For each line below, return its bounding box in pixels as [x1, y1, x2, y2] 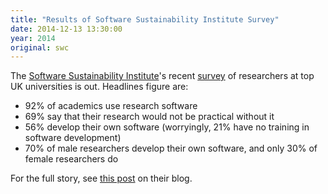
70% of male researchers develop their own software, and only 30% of [24, 142, 318, 155]
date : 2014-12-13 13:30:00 [10, 24, 123, 34]
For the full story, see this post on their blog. [10, 172, 193, 185]
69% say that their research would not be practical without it [24, 111, 275, 123]
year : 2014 [10, 33, 56, 43]
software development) [24, 132, 122, 144]
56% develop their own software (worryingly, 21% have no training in [24, 121, 310, 133]
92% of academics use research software [24, 100, 198, 112]
